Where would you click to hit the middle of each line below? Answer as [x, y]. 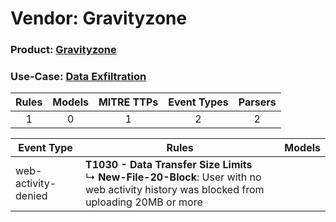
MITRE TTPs [128, 102]
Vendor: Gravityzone [99, 18]
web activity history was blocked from [175, 190]
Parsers [257, 102]
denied [31, 196]
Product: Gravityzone [63, 50]
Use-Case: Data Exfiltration [78, 77]
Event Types [198, 102]
